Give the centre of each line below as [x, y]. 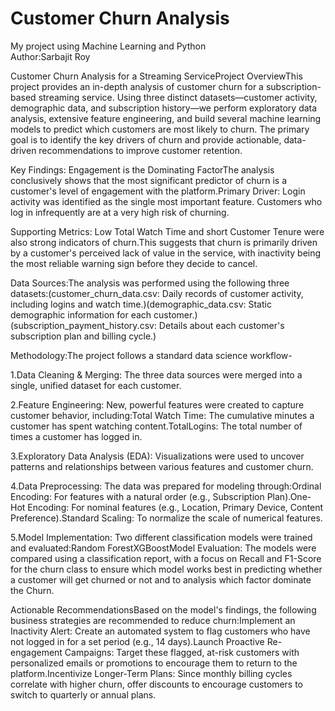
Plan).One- [289, 496]
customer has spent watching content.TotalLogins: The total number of [156, 426]
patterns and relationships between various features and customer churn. [162, 466]
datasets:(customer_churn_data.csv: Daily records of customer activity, [157, 293]
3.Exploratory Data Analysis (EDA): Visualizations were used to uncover [157, 456]
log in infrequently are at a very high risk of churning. [120, 212]
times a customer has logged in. [76, 436]
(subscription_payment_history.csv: [83, 325]
